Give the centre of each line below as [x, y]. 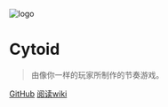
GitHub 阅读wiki [38, 94]
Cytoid [35, 50]
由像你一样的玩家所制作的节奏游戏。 [97, 74]
